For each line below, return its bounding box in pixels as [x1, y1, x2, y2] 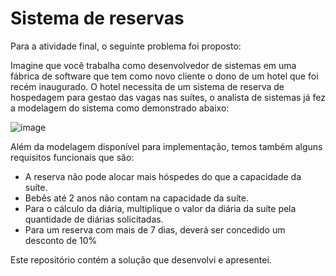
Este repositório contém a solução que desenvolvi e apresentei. [10, 253, 272, 266]
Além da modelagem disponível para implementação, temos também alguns [10, 140, 323, 152]
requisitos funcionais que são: [10, 151, 135, 163]
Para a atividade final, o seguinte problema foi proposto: [10, 40, 242, 52]
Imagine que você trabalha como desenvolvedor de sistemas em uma [10, 59, 297, 71]
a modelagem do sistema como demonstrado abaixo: [10, 102, 230, 114]
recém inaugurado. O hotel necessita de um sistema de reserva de [10, 80, 285, 92]
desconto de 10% [24, 234, 98, 246]
